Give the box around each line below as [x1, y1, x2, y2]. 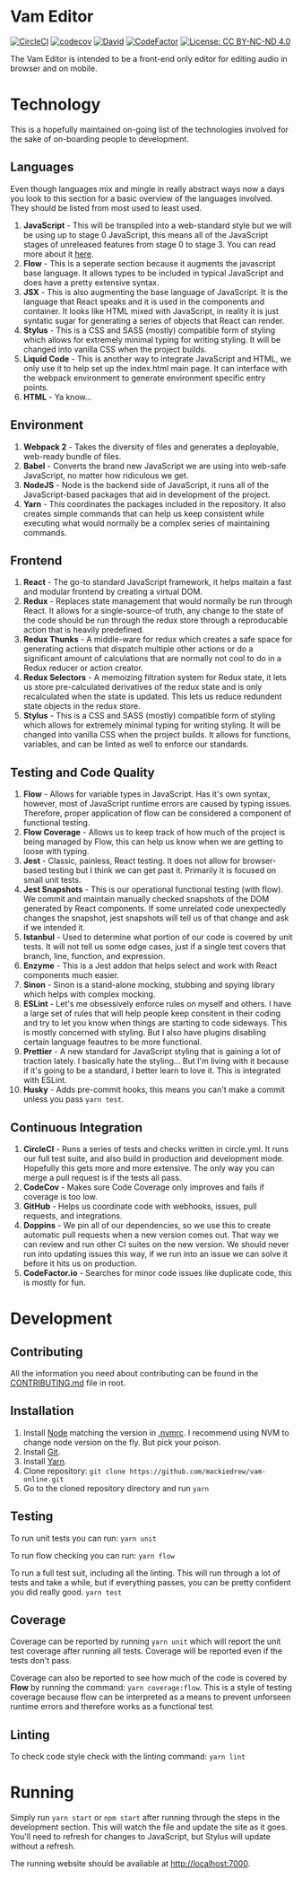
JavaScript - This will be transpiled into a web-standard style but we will [22, 220, 292, 231]
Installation [10, 1403, 74, 1419]
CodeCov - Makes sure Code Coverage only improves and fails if [22, 1182, 265, 1192]
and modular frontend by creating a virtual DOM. [22, 586, 203, 598]
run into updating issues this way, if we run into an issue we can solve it [22, 1248, 288, 1259]
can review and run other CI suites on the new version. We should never [22, 1238, 289, 1249]
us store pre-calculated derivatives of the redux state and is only [22, 682, 263, 693]
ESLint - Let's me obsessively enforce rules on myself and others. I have [22, 999, 292, 1009]
